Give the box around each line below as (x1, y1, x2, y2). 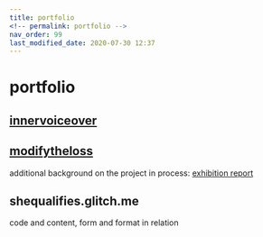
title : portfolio (9, 13, 75, 23)
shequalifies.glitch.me (9, 194, 139, 209)
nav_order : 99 (9, 30, 63, 39)
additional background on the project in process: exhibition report (9, 168, 254, 178)
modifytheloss (9, 143, 93, 159)
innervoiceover (9, 113, 98, 128)
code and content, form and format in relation (9, 217, 179, 228)
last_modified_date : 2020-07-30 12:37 (9, 38, 155, 48)
